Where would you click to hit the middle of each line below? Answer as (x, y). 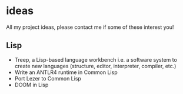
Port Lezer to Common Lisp (48, 78)
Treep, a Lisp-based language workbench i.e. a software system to (96, 59)
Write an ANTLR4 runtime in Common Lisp (66, 72)
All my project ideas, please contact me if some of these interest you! (90, 27)
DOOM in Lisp (31, 85)
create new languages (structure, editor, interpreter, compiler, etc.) (95, 66)
